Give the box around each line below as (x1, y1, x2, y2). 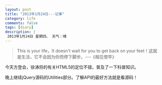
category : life (5, 16, 36, 21)
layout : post (5, 7, 32, 12)
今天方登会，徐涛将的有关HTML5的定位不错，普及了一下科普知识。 (5, 64, 139, 70)
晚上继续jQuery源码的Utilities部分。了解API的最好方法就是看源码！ (5, 74, 138, 80)
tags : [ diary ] (5, 25, 34, 30)
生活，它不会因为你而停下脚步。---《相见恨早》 (21, 54, 117, 59)
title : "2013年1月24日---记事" (5, 12, 65, 16)
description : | (5, 29, 36, 34)
